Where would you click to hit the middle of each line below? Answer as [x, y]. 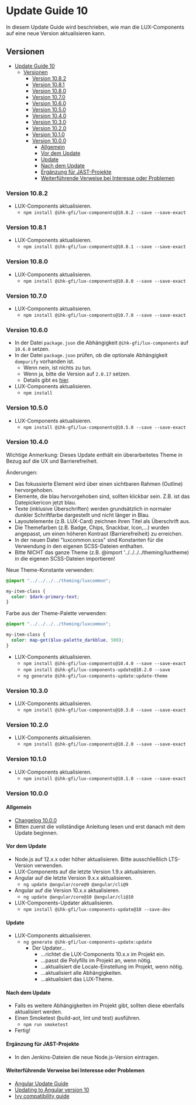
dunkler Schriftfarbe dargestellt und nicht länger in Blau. [82, 515]
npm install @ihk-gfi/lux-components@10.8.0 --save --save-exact [104, 281]
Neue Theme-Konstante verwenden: [50, 570]
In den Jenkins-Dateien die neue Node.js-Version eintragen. [87, 1057]
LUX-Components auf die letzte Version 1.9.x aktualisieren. [85, 872]
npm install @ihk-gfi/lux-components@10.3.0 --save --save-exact [104, 710]
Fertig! [22, 1031]
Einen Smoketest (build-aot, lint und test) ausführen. [78, 1018]
